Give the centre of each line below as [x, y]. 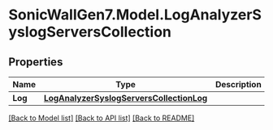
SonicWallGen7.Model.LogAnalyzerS [135, 15]
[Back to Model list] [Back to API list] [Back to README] [102, 118]
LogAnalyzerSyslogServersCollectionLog [126, 98]
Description [238, 84]
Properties [36, 62]
